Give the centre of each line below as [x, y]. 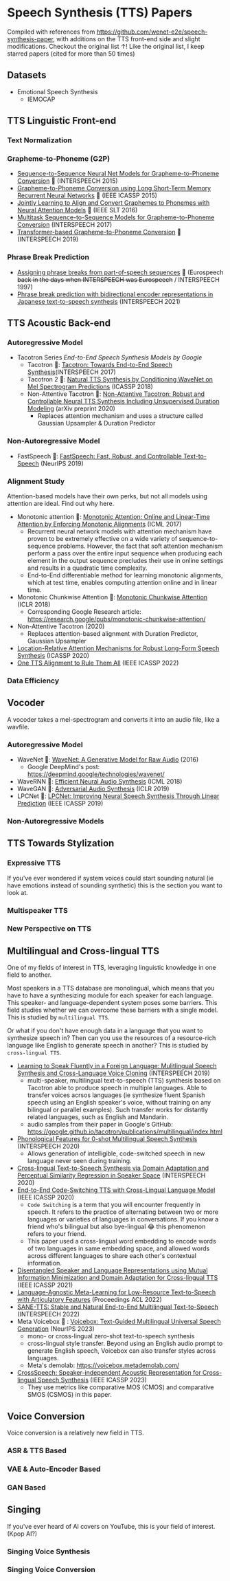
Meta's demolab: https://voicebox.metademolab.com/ [103, 1365]
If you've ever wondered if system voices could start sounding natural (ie [111, 878]
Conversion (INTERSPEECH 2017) [65, 225]
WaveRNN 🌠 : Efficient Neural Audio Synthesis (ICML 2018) [100, 781]
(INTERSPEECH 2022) [48, 1314]
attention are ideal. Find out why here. [61, 503]
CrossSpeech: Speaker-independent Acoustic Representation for [109, 1373]
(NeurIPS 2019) [62, 463]
